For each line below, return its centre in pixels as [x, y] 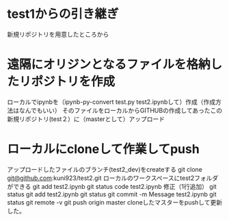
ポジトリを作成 [73, 82]
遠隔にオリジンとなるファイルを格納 [109, 65]
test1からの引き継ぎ [63, 14]
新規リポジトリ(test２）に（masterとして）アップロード [86, 119]
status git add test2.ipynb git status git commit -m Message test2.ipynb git [112, 194]
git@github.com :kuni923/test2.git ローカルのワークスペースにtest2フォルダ [113, 178]
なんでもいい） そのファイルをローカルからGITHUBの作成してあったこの [121, 110]
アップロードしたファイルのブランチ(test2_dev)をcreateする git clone [105, 169]
